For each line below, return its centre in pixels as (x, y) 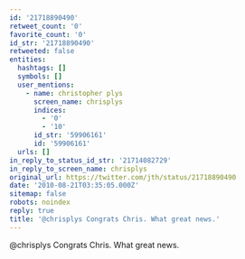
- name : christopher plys (75, 93)
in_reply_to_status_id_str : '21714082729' (90, 160)
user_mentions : (46, 85)
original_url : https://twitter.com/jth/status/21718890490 (123, 177)
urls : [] (34, 152)
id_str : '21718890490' (52, 43)
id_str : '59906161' (70, 135)
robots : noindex (40, 203)
